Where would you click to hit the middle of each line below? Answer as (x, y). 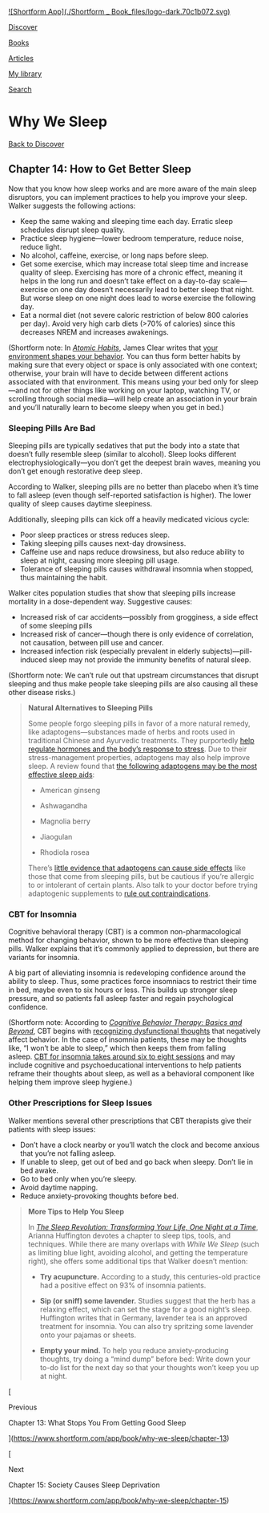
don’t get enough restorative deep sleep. (75, 471)
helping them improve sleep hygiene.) (70, 1082)
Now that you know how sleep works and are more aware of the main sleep (133, 189)
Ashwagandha (64, 806)
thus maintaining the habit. (64, 578)
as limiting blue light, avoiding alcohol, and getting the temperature (138, 1252)
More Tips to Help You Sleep (76, 1211)
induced (34, 660)
